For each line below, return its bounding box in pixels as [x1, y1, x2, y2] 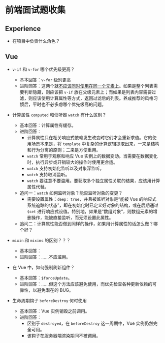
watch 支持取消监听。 [27, 171, 70, 177]
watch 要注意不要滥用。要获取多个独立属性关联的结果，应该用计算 [27, 178, 161, 184]
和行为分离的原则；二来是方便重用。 [27, 147, 101, 153]
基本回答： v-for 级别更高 [19, 77, 71, 83]
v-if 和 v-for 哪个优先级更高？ [12, 66, 75, 72]
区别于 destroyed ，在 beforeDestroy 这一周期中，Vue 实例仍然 [27, 320, 154, 326]
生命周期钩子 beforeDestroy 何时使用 [12, 297, 87, 303]
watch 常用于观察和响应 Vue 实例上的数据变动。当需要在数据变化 [27, 153, 158, 159]
